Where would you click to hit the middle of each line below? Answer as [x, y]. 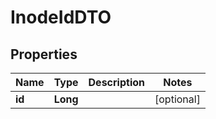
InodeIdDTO [61, 17]
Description [116, 82]
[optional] [177, 99]
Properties [44, 54]
